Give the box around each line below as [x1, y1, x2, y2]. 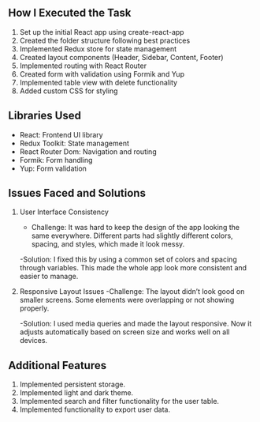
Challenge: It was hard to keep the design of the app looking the [31, 223, 240, 232]
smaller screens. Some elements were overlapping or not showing [19, 296, 235, 305]
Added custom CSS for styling [19, 86, 118, 96]
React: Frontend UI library [19, 130, 104, 139]
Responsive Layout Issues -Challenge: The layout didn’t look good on [19, 287, 245, 296]
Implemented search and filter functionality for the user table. [19, 397, 219, 406]
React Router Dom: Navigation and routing [19, 146, 157, 156]
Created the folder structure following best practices [19, 36, 191, 45]
